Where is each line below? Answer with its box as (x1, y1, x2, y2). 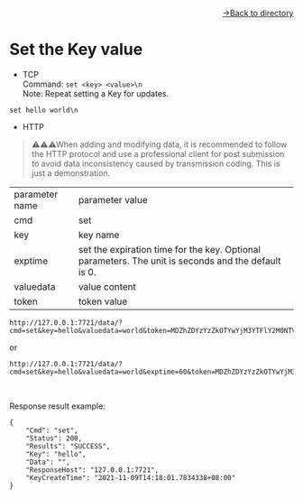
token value (78, 295, 128, 308)
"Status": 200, (25, 433, 83, 443)
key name (78, 228, 120, 241)
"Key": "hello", (25, 449, 87, 458)
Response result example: (9, 401, 106, 411)
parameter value (78, 193, 148, 206)
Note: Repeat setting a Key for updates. (22, 88, 170, 98)
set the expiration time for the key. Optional (78, 243, 262, 255)
